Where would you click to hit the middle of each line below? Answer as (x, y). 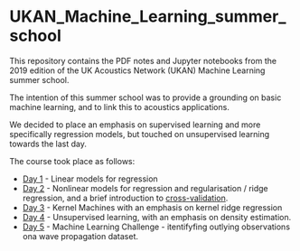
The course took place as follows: (72, 161)
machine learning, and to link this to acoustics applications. (120, 107)
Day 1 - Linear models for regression (90, 179)
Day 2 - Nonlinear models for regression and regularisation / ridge (145, 188)
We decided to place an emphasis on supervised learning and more (135, 125)
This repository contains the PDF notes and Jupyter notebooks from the (143, 60)
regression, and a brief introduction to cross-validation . (125, 198)
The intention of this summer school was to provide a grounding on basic (145, 98)
